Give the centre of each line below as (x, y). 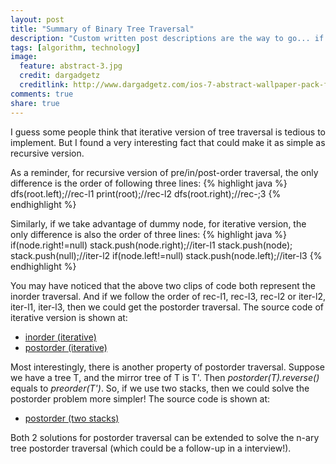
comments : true (42, 94)
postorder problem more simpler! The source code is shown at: (140, 398)
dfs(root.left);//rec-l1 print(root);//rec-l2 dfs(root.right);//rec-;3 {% (146, 193)
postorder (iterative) (66, 347)
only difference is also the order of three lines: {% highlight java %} (149, 234)
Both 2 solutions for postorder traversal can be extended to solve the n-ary (165, 437)
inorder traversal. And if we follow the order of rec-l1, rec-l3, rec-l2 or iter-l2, (168, 296)
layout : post (37, 19)
